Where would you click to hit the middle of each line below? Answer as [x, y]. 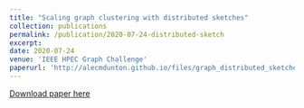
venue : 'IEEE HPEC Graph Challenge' [78, 59]
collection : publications [58, 26]
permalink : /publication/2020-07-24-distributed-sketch [117, 34]
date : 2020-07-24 [42, 51]
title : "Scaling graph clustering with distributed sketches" [129, 18]
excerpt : [26, 43]
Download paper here [50, 93]
